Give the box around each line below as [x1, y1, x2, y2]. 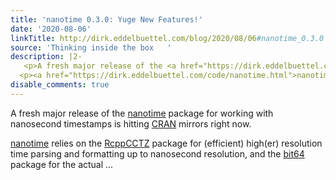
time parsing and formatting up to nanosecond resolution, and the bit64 [10, 147, 305, 160]
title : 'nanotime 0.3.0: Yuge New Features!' [10, 14, 203, 25]
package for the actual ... [10, 158, 114, 170]
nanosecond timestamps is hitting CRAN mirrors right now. [10, 117, 252, 130]
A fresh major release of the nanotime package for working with [10, 107, 274, 119]
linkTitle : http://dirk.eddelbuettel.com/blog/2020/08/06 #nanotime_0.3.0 [10, 33, 325, 43]
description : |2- [10, 52, 83, 62]
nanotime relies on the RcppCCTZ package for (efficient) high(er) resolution [10, 137, 323, 149]
